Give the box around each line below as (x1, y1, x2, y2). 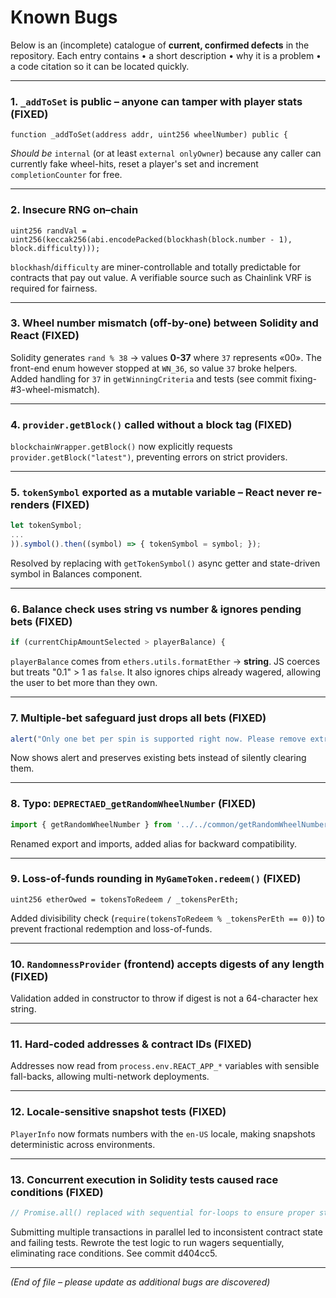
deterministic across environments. (10, 1138, 156, 1150)
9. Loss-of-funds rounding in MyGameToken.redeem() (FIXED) (10, 872, 302, 886)
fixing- (289, 372, 317, 385)
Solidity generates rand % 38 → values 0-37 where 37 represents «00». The (10, 351, 322, 363)
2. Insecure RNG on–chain (10, 203, 139, 217)
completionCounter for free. (10, 169, 123, 181)
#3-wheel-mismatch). (10, 383, 100, 395)
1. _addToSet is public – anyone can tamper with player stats (10, 94, 303, 108)
